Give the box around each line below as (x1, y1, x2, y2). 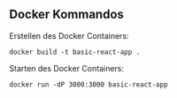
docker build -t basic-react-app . (9, 48, 141, 57)
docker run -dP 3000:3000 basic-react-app (9, 79, 168, 89)
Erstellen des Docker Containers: (9, 30, 130, 41)
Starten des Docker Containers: (9, 63, 125, 73)
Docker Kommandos (9, 7, 124, 22)
